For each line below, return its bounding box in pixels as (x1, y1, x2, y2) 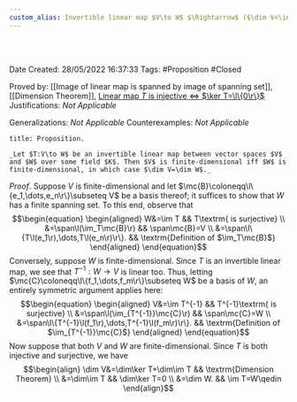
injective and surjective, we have (9, 351, 128, 361)
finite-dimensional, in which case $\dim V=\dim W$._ (9, 165, 212, 174)
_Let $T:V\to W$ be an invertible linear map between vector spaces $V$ (9, 150, 283, 158)
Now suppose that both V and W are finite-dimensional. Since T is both (9, 341, 268, 352)
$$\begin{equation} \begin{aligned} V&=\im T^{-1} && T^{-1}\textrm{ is (20, 298, 277, 310)
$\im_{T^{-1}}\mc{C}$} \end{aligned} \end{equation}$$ (47, 327, 250, 337)
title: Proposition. (9, 134, 86, 143)
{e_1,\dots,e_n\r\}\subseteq (9, 189, 108, 200)
